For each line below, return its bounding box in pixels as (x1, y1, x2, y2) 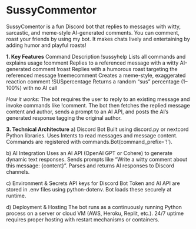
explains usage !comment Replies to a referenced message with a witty (6, 59, 179, 66)
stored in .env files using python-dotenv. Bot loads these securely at (6, 186, 172, 193)
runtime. (6, 192, 26, 199)
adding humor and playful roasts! (6, 42, 87, 49)
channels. (6, 168, 30, 175)
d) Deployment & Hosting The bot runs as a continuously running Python (6, 203, 182, 210)
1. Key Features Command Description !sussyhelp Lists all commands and (6, 53, 186, 60)
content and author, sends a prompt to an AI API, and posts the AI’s (6, 108, 169, 115)
